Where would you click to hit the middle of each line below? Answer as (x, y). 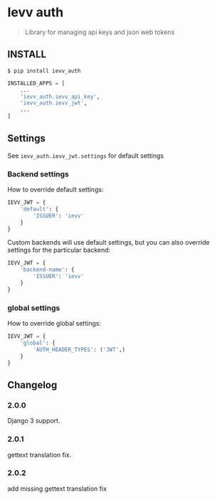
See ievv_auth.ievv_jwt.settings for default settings (86, 155)
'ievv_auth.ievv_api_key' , (60, 97)
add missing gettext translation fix (57, 489)
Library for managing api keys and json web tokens (100, 32)
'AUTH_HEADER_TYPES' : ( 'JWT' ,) (79, 349)
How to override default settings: (55, 190)
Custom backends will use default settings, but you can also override (108, 243)
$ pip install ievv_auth (44, 71)
